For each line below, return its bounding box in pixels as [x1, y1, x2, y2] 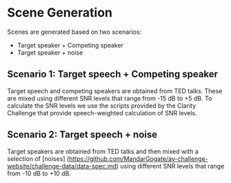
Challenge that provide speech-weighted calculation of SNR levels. [7, 108, 198, 117]
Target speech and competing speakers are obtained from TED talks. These [7, 86, 223, 95]
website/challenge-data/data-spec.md [7, 162, 117, 170]
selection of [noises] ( [7, 154, 70, 163]
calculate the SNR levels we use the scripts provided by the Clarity [7, 102, 197, 110]
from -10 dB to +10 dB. [7, 169, 71, 177]
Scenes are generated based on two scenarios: [7, 28, 142, 36]
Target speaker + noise [17, 48, 83, 57]
